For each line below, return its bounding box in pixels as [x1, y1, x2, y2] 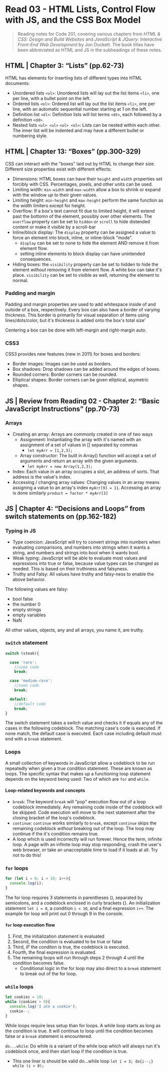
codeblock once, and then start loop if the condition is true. [5, 1048, 128, 1054]
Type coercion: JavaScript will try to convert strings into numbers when [12, 539, 160, 545]
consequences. [20, 256, 52, 262]
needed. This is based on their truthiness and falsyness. [12, 565, 129, 571]
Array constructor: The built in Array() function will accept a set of [20, 452, 156, 458]
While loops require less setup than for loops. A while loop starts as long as [5, 1022, 161, 1028]
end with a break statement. [5, 736, 63, 742]
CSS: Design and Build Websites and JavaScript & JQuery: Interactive [17, 36, 162, 42]
